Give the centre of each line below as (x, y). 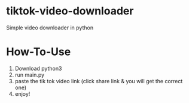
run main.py (30, 75)
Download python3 (38, 68)
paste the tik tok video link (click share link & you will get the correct (99, 81)
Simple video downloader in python (50, 28)
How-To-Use (39, 52)
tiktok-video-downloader (70, 11)
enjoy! (22, 93)
